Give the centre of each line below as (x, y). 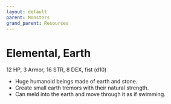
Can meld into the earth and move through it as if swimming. (90, 94)
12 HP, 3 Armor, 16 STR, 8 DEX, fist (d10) (56, 70)
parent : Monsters (28, 18)
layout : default (27, 12)
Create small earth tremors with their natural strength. (82, 88)
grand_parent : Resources (37, 23)
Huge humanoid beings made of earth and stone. (76, 82)
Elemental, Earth (49, 53)
